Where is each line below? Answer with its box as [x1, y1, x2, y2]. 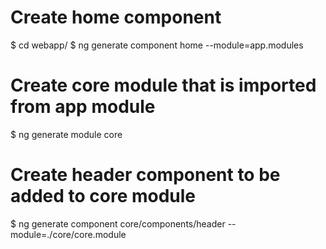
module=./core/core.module [10, 228, 127, 240]
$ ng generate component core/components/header [10, 217, 226, 230]
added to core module [10, 185, 197, 208]
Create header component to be [10, 164, 281, 186]
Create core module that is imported [10, 74, 317, 97]
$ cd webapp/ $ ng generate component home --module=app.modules [10, 39, 304, 51]
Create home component [10, 6, 222, 29]
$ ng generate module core [10, 128, 123, 140]
